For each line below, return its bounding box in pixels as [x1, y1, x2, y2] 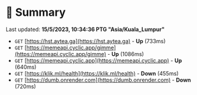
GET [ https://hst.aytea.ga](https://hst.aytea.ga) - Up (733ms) [14, 37, 166, 44]
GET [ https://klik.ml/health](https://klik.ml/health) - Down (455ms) [14, 69, 179, 77]
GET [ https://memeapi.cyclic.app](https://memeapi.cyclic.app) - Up [14, 57, 182, 64]
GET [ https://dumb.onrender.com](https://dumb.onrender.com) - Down [14, 76, 192, 83]
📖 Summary [5, 5, 66, 19]
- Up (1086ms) [107, 50, 145, 57]
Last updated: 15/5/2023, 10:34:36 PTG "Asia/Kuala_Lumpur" [5, 26, 165, 33]
